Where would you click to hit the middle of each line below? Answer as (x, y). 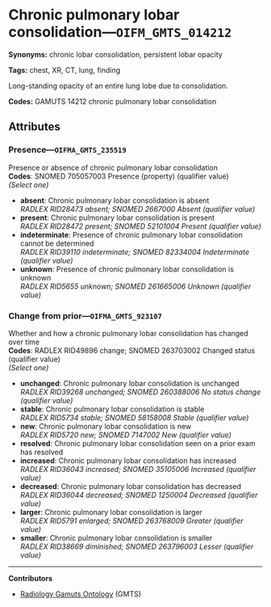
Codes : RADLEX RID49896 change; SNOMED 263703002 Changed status (132, 350)
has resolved (42, 452)
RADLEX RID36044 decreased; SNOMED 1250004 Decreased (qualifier (139, 495)
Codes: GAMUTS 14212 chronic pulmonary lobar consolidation (113, 101)
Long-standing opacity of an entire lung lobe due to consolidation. (118, 86)
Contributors (31, 578)
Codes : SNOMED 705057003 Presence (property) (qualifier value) (119, 176)
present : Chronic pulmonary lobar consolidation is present (117, 217)
